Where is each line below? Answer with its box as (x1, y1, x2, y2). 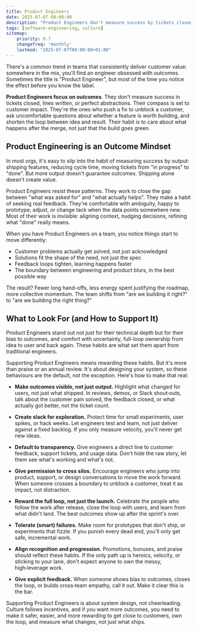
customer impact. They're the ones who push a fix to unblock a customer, (6, 105, 185, 112)
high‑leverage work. (14, 564, 63, 572)
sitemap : (6, 31, 28, 36)
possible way (14, 273, 47, 280)
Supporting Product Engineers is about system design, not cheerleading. (6, 600, 182, 607)
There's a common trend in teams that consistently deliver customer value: (6, 63, 187, 70)
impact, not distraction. (14, 486, 71, 493)
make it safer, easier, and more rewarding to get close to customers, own (6, 612, 182, 619)
